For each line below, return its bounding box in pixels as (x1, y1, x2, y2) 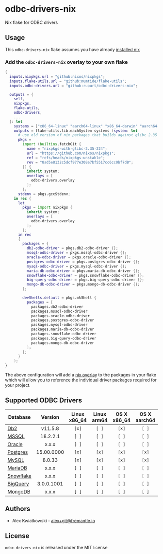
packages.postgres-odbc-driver (31, 318, 95, 323)
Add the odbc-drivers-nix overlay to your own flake (5, 58, 128, 65)
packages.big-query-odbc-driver (31, 336, 97, 341)
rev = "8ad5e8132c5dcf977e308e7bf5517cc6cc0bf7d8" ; (26, 160, 133, 165)
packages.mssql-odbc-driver (31, 309, 88, 314)
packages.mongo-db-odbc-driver (31, 340, 95, 345)
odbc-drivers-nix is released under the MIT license (5, 545, 108, 551)
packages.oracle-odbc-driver (31, 313, 90, 318)
